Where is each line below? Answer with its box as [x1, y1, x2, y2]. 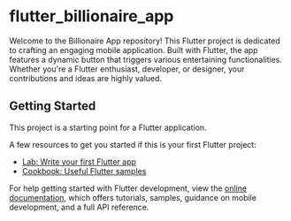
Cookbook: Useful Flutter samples [21, 165, 147, 176]
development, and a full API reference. [9, 202, 149, 212]
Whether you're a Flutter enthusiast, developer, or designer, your [9, 64, 245, 74]
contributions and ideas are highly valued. [9, 72, 162, 83]
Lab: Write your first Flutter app [21, 156, 137, 167]
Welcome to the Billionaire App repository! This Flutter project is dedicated [9, 35, 280, 46]
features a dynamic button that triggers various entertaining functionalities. [9, 54, 283, 65]
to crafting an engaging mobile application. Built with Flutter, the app [9, 44, 258, 55]
